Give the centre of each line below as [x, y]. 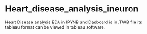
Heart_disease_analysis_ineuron [72, 9]
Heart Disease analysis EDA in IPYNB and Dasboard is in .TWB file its [74, 22]
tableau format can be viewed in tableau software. [55, 27]
